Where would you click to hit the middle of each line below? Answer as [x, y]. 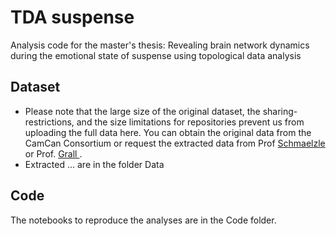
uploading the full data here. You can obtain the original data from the [168, 132]
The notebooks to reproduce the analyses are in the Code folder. [143, 220]
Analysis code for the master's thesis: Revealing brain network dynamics [160, 45]
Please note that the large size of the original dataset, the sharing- [161, 111]
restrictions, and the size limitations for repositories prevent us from [164, 122]
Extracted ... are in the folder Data [94, 164]
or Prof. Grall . [53, 153]
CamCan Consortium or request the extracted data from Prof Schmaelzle [175, 143]
